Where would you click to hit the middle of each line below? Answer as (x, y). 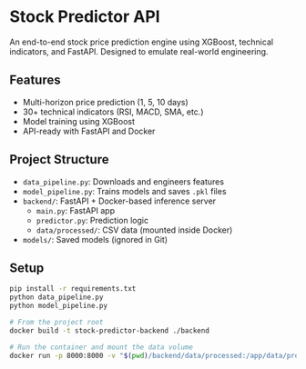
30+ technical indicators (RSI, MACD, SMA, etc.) (113, 112)
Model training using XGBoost (78, 121)
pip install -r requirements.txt (73, 289)
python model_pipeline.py (58, 306)
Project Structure (59, 160)
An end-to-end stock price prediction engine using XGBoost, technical (142, 42)
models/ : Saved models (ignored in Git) (95, 239)
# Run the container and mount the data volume (102, 347)
